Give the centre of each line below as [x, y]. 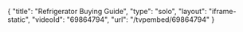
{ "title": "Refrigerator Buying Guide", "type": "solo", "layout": [108, 11]
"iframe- [223, 11]
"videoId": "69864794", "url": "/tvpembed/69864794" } [123, 20]
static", [19, 20]
